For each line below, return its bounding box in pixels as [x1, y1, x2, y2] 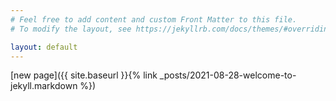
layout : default [10, 42, 78, 52]
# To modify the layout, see [10, 24, 132, 34]
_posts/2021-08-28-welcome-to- [159, 69, 297, 81]
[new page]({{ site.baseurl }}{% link [10, 69, 158, 81]
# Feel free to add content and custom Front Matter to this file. [10, 14, 298, 25]
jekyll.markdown [10, 80, 78, 92]
